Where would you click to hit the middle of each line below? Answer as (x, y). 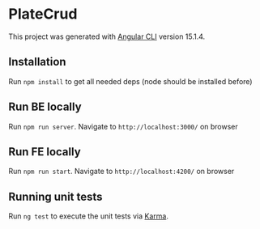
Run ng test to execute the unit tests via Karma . (88, 216)
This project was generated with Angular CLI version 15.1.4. (107, 36)
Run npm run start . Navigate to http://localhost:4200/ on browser (121, 172)
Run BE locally (45, 107)
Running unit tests (55, 196)
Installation (37, 62)
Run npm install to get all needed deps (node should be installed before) (130, 81)
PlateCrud (43, 14)
